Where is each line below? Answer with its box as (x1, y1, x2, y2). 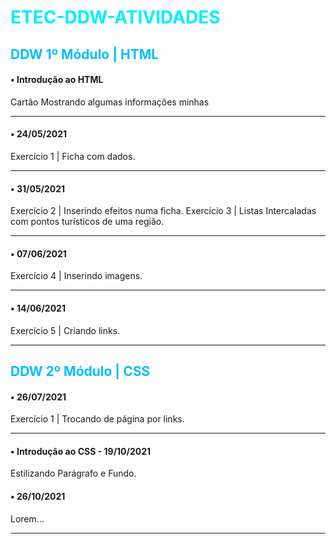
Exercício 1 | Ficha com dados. (10, 150, 136, 162)
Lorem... (10, 512, 45, 525)
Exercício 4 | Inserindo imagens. (10, 270, 143, 282)
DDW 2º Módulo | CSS (10, 362, 151, 380)
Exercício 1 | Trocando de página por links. (10, 413, 185, 425)
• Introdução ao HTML (10, 74, 104, 86)
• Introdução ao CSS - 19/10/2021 (10, 445, 152, 457)
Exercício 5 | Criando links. (10, 324, 121, 336)
